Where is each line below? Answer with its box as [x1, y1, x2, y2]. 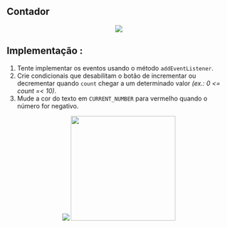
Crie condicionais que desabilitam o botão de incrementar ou [16, 71, 196, 80]
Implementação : [6, 45, 83, 57]
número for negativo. [16, 101, 79, 110]
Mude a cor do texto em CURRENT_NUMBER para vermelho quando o [16, 94, 208, 103]
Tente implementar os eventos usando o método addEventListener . [16, 63, 214, 72]
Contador [6, 6, 51, 18]
